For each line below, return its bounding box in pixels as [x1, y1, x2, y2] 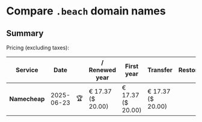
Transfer [147, 66, 173, 74]
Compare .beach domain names [6, 4, 167, 18]
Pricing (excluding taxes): [6, 44, 70, 51]
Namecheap [9, 95, 45, 103]
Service [16, 66, 38, 74]
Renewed [88, 66, 116, 74]
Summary [6, 28, 44, 38]
